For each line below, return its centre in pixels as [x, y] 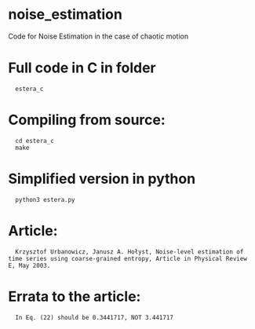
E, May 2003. [29, 265]
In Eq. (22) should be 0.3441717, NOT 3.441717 [95, 317]
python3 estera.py [46, 199]
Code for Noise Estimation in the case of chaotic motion [98, 36]
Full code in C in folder [82, 68]
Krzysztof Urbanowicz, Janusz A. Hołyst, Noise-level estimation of [129, 252]
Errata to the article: [75, 296]
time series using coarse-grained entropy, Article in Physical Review [127, 258]
